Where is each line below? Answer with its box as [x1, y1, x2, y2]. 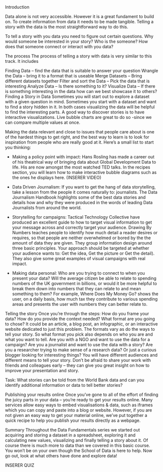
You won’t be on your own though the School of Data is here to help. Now [5, 448, 152, 453]
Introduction [5, 4, 30, 10]
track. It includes [5, 58, 39, 64]
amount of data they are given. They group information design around [12, 240, 152, 245]
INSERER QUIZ [5, 462, 35, 468]
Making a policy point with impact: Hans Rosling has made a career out [12, 154, 155, 160]
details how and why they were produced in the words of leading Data [12, 200, 153, 205]
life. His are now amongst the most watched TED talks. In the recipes [12, 164, 151, 170]
